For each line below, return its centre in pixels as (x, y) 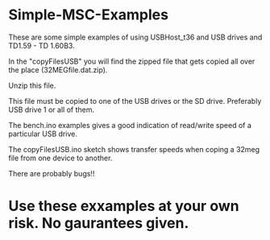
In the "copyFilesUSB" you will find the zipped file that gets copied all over (132, 61)
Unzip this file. (32, 85)
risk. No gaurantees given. (99, 223)
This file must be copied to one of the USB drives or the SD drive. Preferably (135, 101)
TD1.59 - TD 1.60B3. (42, 45)
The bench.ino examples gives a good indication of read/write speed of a (130, 125)
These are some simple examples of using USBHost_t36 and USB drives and (135, 37)
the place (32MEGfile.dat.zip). (58, 69)
